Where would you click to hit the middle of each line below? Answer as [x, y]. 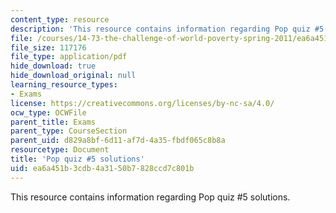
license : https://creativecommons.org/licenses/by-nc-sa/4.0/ [142, 103]
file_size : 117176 [48, 47]
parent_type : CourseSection [69, 131]
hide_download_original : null [73, 76]
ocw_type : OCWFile [48, 112]
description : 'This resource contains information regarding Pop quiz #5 [167, 29]
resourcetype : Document [60, 150]
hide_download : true [53, 66]
